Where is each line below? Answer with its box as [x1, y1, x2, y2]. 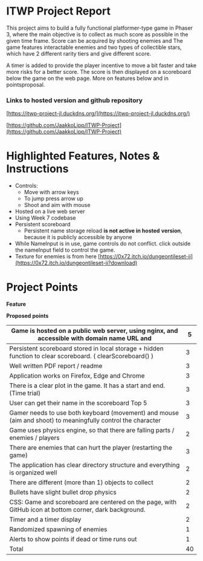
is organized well [9, 468, 57, 477]
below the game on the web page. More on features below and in [6, 74, 169, 82]
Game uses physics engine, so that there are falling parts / [9, 426, 175, 435]
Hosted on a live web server [14, 208, 85, 215]
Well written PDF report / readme [9, 362, 103, 370]
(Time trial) [9, 389, 41, 398]
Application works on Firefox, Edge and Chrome [9, 372, 145, 380]
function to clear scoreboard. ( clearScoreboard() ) [9, 352, 154, 361]
